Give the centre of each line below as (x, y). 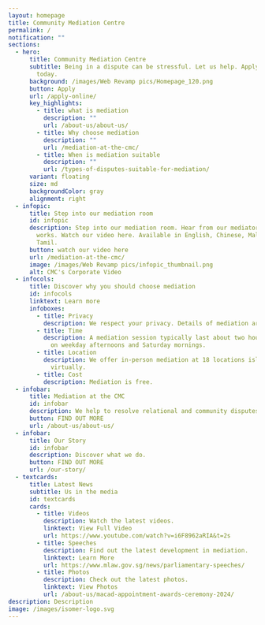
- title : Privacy (65, 316)
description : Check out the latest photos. (116, 580)
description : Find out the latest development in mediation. (146, 550)
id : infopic (49, 221)
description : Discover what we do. (88, 455)
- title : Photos (63, 572)
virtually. (68, 367)
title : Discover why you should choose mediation (112, 287)
